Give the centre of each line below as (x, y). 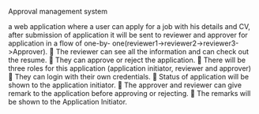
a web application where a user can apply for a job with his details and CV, (129, 26)
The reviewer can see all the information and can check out (152, 51)
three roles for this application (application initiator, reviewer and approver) (129, 68)
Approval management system (58, 11)
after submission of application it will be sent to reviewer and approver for (128, 35)
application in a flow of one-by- (59, 43)
